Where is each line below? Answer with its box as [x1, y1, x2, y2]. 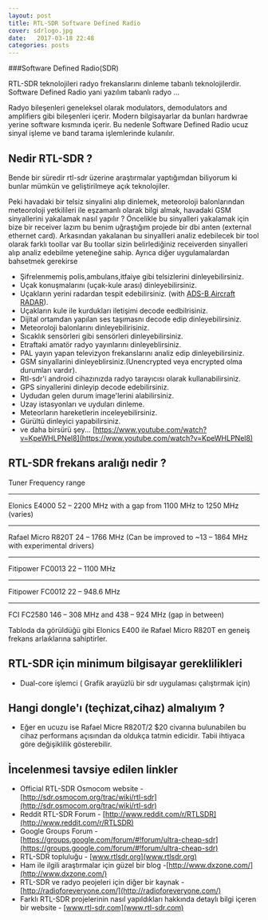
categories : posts [8, 42, 69, 50]
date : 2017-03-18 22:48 [8, 34, 94, 42]
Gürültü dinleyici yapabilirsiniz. [19, 416, 121, 426]
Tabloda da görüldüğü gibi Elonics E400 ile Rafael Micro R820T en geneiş [8, 625, 250, 634]
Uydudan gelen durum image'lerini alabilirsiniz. [19, 390, 174, 400]
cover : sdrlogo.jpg [8, 26, 73, 34]
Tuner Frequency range [8, 478, 85, 487]
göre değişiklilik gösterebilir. [19, 739, 112, 749]
